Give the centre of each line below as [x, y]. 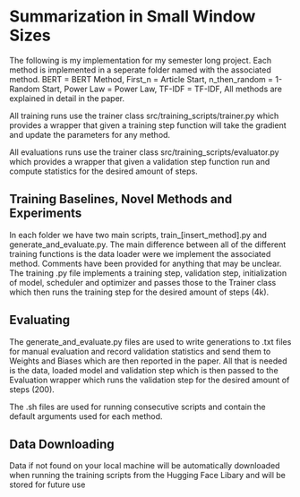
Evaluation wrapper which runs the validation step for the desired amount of [150, 380]
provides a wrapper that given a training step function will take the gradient [148, 125]
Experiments [46, 214]
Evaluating [40, 320]
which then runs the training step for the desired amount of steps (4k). [139, 292]
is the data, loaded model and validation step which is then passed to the [144, 370]
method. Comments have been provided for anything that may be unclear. [146, 263]
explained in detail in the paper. [67, 98]
